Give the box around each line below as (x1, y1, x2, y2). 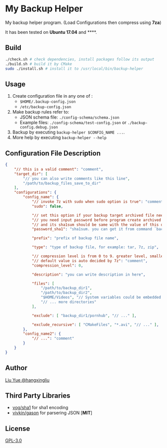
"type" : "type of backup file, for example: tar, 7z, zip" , (31, 245, 159, 250)
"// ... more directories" (40, 299, 97, 304)
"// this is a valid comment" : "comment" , (14, 166, 103, 172)
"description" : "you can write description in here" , (31, 272, 146, 277)
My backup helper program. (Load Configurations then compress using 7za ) (5, 19, 162, 25)
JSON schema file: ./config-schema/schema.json (19, 114, 120, 120)
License (5, 424, 30, 433)
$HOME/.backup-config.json (19, 99, 76, 105)
